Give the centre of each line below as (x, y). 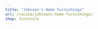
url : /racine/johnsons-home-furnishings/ (49, 14)
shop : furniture (22, 19)
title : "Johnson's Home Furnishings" (45, 10)
